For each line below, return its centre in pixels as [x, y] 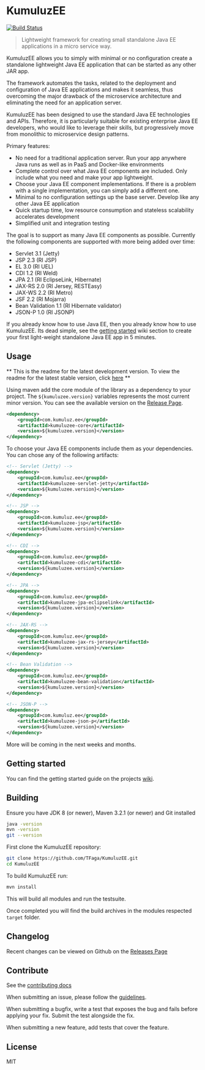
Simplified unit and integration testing [62, 223]
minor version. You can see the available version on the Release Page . [95, 402]
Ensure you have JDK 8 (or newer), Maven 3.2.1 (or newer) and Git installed [101, 813]
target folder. [24, 917]
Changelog [28, 936]
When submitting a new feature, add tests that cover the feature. [88, 1028]
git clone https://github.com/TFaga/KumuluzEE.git [72, 858]
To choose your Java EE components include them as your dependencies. [100, 448]
